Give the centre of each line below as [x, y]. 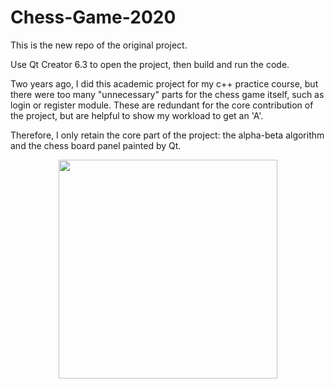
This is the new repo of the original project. [99, 45]
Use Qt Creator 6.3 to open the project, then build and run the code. [150, 64]
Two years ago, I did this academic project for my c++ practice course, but [164, 83]
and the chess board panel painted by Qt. [96, 145]
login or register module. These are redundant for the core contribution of [162, 105]
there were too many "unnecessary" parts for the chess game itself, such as [167, 94]
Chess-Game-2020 [93, 17]
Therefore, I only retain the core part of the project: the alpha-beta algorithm [167, 135]
